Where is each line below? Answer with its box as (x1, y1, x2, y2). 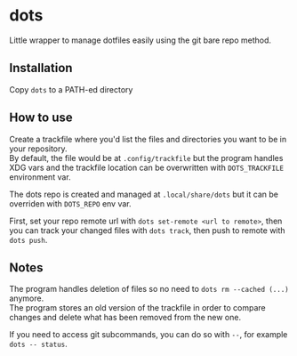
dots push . (9, 234, 48, 245)
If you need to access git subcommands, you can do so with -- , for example (9, 329, 288, 340)
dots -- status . (9, 339, 68, 350)
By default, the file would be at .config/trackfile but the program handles (9, 152, 284, 163)
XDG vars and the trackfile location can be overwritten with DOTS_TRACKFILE (9, 162, 285, 173)
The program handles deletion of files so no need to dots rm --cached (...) (9, 284, 289, 295)
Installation (9, 61, 73, 76)
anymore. (9, 293, 44, 303)
